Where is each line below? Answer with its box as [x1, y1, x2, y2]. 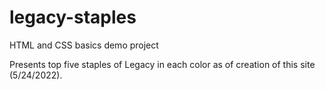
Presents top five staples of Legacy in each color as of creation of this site [9, 58, 316, 70]
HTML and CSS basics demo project [9, 39, 159, 51]
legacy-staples [9, 6, 137, 29]
